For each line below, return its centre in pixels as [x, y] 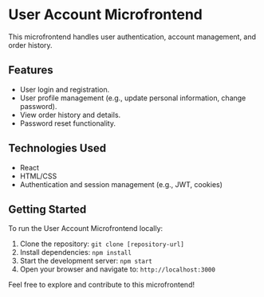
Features [31, 70]
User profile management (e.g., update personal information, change [133, 98]
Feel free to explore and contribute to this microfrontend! [102, 285]
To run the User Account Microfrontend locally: [86, 229]
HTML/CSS [38, 176]
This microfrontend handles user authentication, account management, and [132, 37]
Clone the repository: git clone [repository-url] [102, 244]
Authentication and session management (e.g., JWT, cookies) [121, 184]
